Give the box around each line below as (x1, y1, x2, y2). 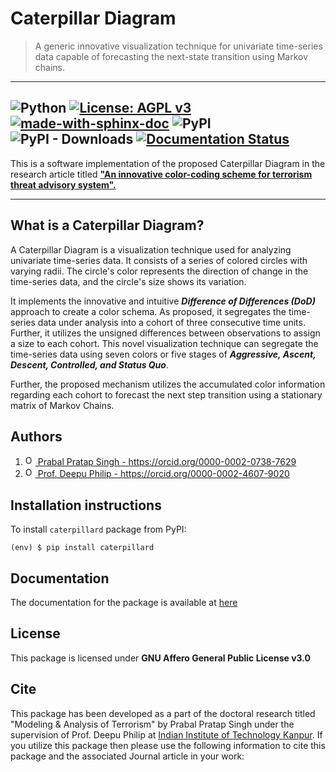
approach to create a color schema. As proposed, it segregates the (10, 305, 287, 317)
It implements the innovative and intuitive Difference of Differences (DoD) (10, 295, 316, 307)
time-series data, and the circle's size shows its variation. (10, 275, 247, 287)
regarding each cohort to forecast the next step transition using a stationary (10, 388, 323, 401)
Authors (10, 428, 63, 445)
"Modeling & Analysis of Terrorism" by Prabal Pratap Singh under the (10, 718, 295, 730)
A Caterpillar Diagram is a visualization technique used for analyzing (10, 243, 292, 256)
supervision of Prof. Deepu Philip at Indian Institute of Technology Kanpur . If (10, 728, 323, 741)
